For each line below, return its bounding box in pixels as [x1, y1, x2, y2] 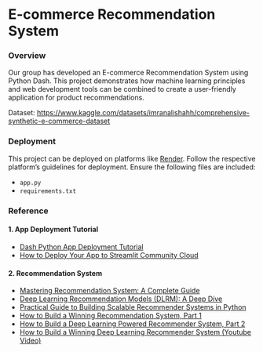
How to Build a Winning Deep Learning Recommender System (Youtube [19, 328, 252, 337]
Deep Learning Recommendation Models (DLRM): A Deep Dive [19, 294, 223, 303]
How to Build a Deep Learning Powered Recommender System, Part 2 [19, 319, 246, 328]
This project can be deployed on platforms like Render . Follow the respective [8, 154, 257, 163]
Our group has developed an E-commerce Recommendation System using [8, 68, 249, 78]
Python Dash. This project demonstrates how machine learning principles [8, 76, 246, 85]
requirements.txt [19, 187, 77, 195]
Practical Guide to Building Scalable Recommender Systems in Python [19, 303, 247, 312]
